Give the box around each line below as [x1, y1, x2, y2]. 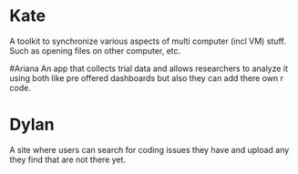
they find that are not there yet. [9, 154, 126, 165]
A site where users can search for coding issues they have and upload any [9, 144, 290, 155]
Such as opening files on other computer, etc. [9, 45, 181, 56]
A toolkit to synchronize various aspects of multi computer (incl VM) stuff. [9, 36, 286, 46]
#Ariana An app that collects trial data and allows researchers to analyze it [9, 63, 289, 74]
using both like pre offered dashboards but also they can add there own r [9, 72, 284, 83]
